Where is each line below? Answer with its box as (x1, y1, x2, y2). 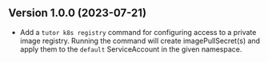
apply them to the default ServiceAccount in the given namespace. (19, 44, 242, 54)
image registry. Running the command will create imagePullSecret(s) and (19, 36, 261, 45)
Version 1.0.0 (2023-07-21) (8, 6, 146, 20)
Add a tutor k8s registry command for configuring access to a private (19, 27, 257, 37)
